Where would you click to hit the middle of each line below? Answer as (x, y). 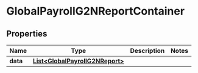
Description (147, 51)
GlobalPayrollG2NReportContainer (95, 11)
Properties (27, 34)
